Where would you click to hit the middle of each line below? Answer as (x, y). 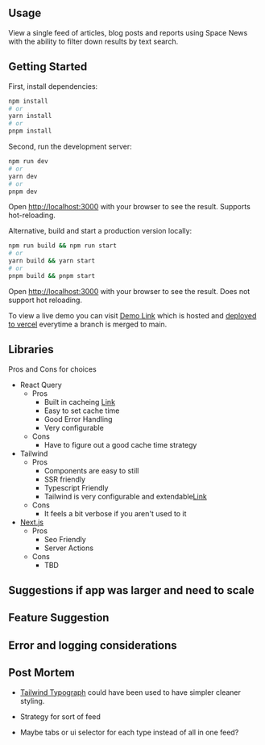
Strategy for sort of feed (60, 716)
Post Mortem (41, 673)
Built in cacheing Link (79, 402)
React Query (41, 385)
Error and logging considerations (93, 645)
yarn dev (23, 176)
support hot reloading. (46, 300)
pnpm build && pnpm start (52, 276)
